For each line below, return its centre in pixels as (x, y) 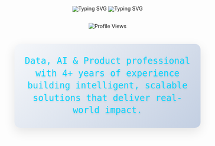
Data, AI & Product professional (107, 61)
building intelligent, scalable (107, 86)
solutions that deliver (92, 98)
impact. (123, 110)
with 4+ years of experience (107, 73)
